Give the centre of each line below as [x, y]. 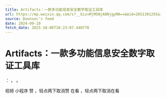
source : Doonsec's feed [30, 19]
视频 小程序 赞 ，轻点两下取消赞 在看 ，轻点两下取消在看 [62, 91]
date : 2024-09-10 [23, 23]
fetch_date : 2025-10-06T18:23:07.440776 [47, 28]
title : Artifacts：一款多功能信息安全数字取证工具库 [54, 10]
